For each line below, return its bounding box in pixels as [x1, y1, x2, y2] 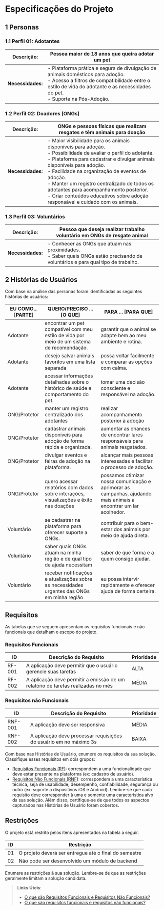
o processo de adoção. [101, 464, 154, 471]
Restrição [68, 841, 92, 848]
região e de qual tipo [44, 556, 92, 562]
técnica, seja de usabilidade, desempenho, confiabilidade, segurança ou [12, 781, 158, 787]
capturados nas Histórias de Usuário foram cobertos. [12, 802, 120, 808]
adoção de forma [44, 438, 84, 445]
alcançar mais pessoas [101, 452, 154, 458]
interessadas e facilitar [101, 458, 153, 465]
